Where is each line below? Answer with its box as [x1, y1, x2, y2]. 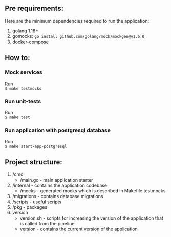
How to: [5, 53, 30, 62]
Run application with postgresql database [5, 127, 111, 134]
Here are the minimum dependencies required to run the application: [5, 17, 149, 24]
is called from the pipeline [19, 220, 75, 226]
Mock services [5, 69, 42, 76]
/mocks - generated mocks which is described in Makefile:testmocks [19, 187, 166, 194]
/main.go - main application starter [19, 176, 93, 183]
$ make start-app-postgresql [5, 144, 67, 149]
